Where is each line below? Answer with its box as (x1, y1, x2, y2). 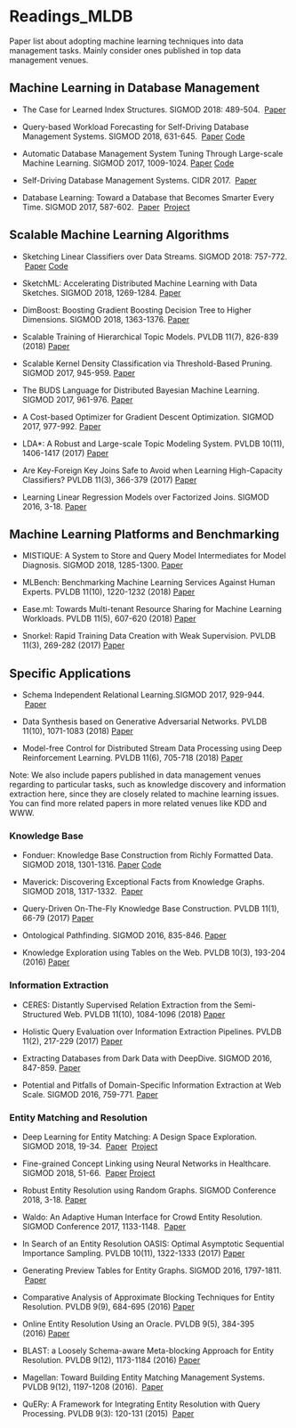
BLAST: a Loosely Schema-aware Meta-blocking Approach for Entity (21, 1345, 274, 1356)
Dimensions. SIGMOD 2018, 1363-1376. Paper (21, 314, 189, 324)
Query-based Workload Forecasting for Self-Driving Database (21, 121, 249, 132)
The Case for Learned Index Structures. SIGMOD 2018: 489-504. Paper (21, 104, 286, 115)
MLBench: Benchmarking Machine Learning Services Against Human (21, 577, 276, 588)
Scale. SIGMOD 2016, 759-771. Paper (21, 1089, 158, 1099)
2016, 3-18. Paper (21, 501, 87, 511)
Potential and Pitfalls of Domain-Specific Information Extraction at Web (21, 1080, 282, 1090)
